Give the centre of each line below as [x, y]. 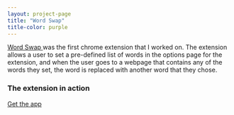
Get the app [25, 104]
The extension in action [49, 88]
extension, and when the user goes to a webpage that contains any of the [115, 62]
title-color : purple [38, 27]
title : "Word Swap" [36, 21]
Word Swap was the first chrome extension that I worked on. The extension [117, 48]
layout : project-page [39, 14]
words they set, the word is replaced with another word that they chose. [112, 70]
